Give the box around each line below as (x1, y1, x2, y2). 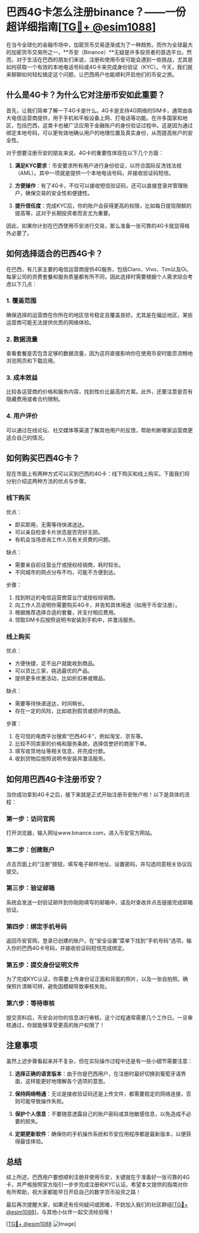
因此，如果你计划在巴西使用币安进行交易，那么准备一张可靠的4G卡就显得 (6, 222, 185, 229)
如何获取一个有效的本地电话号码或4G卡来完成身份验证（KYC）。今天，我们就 (6, 63, 193, 70)
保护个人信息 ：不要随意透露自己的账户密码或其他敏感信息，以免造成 (14, 1110, 181, 1117)
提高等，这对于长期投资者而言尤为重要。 (14, 209, 114, 217)
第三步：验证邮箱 (6, 884, 55, 892)
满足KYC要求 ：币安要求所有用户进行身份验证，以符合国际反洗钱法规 (14, 162, 182, 169)
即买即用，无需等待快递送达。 (14, 521, 88, 528)
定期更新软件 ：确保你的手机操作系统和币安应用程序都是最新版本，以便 (14, 1130, 187, 1137)
